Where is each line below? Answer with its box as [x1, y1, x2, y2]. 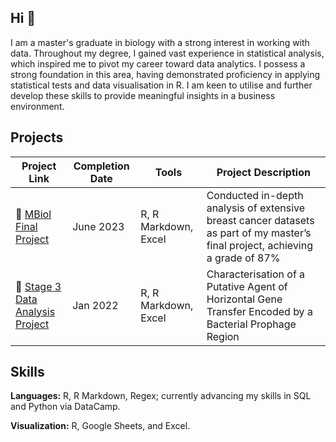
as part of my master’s [206, 226, 312, 240]
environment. [10, 100, 65, 112]
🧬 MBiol [15, 207, 52, 221]
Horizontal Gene [206, 292, 283, 306]
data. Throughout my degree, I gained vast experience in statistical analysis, [10, 47, 325, 59]
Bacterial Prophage [206, 317, 297, 331]
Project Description [216, 165, 311, 179]
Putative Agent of [206, 279, 288, 293]
